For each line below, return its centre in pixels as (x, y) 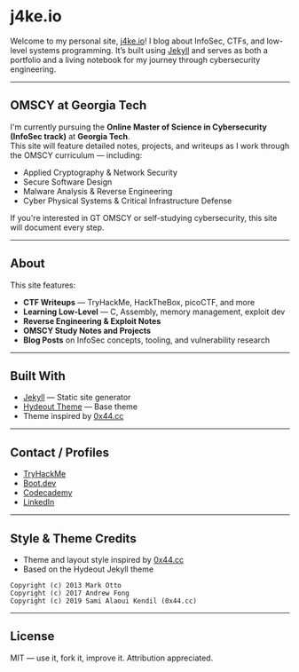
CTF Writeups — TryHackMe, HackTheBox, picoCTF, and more (139, 302)
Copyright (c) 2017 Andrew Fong (70, 593)
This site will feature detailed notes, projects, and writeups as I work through (150, 146)
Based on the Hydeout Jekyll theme (88, 569)
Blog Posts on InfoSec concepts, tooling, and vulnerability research (146, 340)
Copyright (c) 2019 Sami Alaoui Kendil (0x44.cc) (104, 601)
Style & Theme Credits (73, 538)
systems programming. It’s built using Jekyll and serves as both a (149, 50)
